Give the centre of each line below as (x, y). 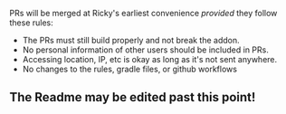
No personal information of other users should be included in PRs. (145, 50)
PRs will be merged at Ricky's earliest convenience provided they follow (143, 13)
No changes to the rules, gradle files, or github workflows (130, 69)
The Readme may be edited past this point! (133, 97)
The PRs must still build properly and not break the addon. (131, 40)
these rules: (32, 23)
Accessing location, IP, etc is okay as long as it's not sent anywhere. (150, 59)
